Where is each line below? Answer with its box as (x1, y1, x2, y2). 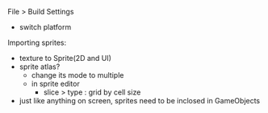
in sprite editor (31, 79, 80, 88)
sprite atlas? (19, 62, 61, 71)
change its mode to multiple (31, 71, 124, 79)
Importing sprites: (7, 38, 67, 47)
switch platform (19, 22, 72, 31)
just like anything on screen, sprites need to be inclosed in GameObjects (19, 96, 261, 105)
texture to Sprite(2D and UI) (19, 54, 112, 63)
